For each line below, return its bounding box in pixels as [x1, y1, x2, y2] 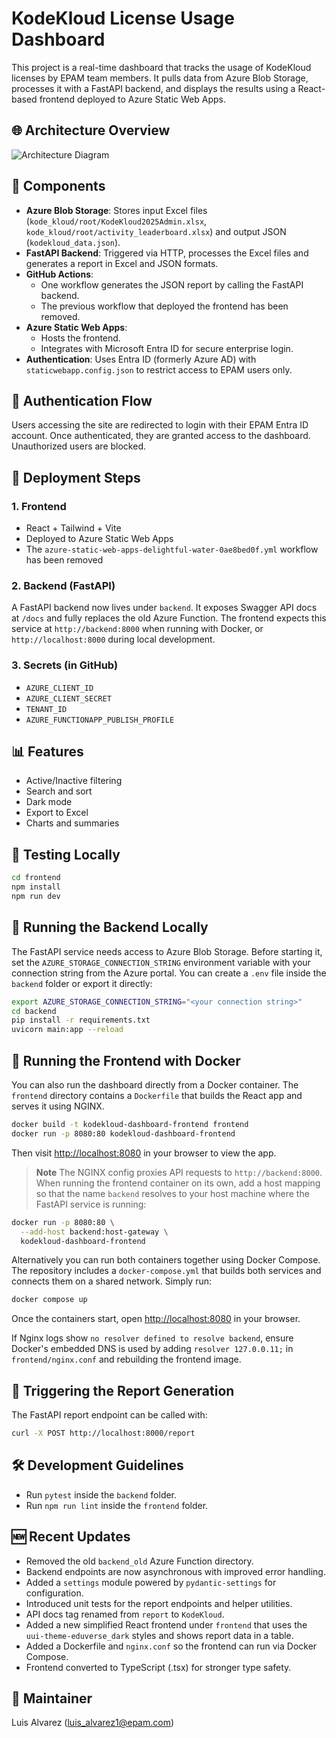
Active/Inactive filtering [25, 775, 123, 787]
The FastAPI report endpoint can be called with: [11, 1409, 208, 1421]
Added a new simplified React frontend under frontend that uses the [25, 1618, 308, 1631]
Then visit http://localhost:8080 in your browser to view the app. [11, 1147, 277, 1159]
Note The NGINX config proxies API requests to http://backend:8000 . [35, 1166, 323, 1178]
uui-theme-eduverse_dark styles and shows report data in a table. [25, 1629, 294, 1641]
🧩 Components [11, 178, 106, 195]
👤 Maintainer [11, 1690, 93, 1707]
